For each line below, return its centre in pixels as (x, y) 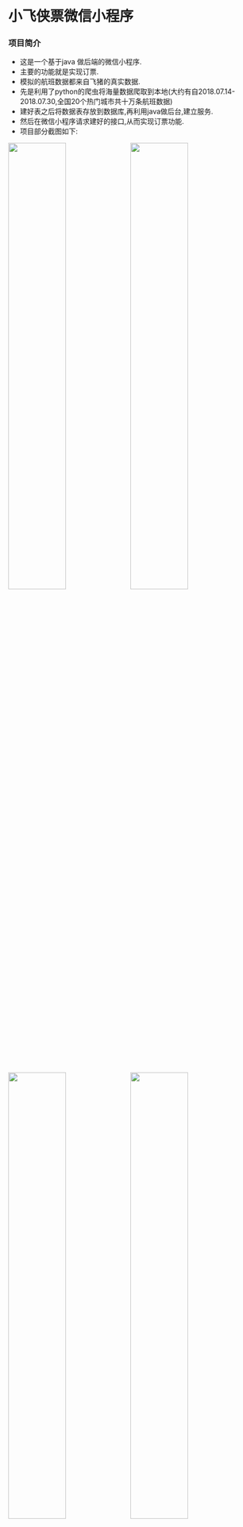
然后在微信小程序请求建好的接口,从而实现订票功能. (102, 122)
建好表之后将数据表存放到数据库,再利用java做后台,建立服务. (116, 111)
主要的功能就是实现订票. (59, 72)
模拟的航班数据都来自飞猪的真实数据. (80, 82)
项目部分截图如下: (48, 131)
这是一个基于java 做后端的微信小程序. (81, 62)
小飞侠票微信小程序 (71, 16)
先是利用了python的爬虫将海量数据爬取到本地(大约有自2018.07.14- (127, 91)
